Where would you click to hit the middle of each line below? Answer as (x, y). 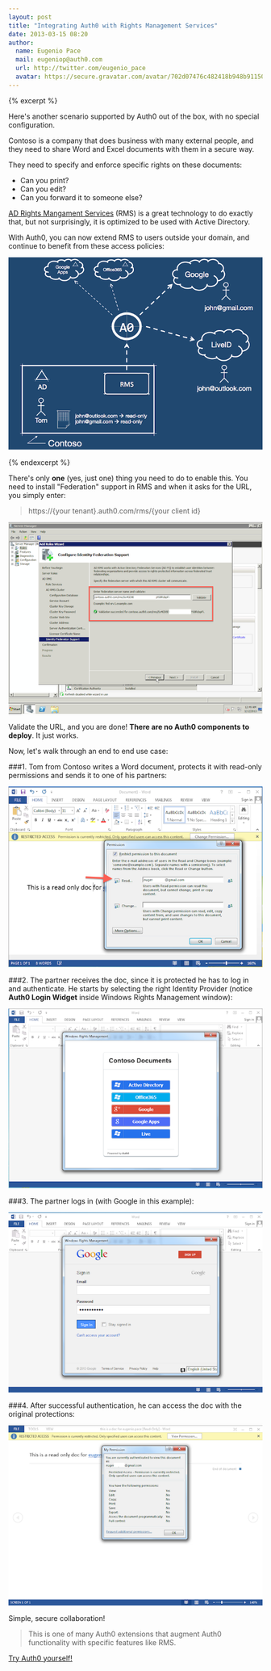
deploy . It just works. (44, 735)
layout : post (30, 17)
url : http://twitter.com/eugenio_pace (81, 69)
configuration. (31, 124)
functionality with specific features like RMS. (102, 1642)
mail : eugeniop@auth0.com (59, 60)
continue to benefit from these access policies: (87, 245)
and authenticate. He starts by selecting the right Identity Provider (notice (130, 988)
